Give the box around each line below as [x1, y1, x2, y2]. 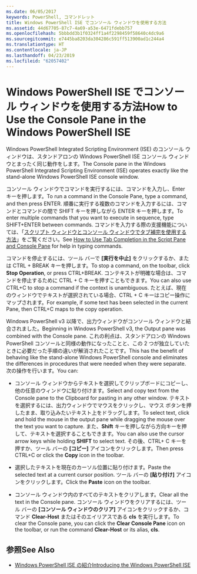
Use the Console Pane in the [6, 113, 146, 126]
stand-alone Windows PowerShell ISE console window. [6, 173, 139, 181]
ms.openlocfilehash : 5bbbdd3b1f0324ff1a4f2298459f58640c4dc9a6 [6, 31, 165, 37]
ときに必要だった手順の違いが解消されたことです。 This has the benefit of [6, 347, 184, 355]
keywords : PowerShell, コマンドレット [6, 14, 95, 20]
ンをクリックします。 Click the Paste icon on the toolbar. [14, 478, 151, 486]
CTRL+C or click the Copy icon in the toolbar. [14, 452, 125, 459]
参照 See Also [6, 545, 55, 555]
